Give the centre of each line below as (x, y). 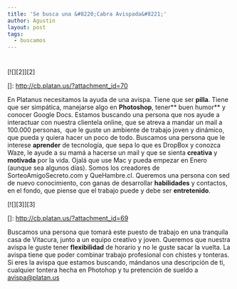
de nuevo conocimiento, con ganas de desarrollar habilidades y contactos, (117, 183)
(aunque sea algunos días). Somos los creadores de (84, 168)
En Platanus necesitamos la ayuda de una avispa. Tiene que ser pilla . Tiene (118, 100)
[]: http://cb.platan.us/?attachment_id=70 (68, 86)
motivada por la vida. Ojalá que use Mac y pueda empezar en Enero (107, 161)
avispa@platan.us (33, 278)
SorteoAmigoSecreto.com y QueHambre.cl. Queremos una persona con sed (118, 176)
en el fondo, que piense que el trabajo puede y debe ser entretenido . (109, 191)
